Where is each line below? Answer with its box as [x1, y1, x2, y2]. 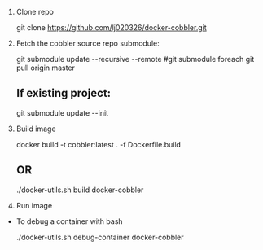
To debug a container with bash [15, 216, 124, 226]
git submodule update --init [15, 107, 108, 117]
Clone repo [15, 7, 55, 16]
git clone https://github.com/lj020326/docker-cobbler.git [15, 23, 208, 32]
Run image [15, 200, 53, 210]
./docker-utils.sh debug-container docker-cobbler [15, 232, 185, 242]
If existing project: [15, 86, 112, 100]
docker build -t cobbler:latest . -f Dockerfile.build [15, 139, 182, 149]
